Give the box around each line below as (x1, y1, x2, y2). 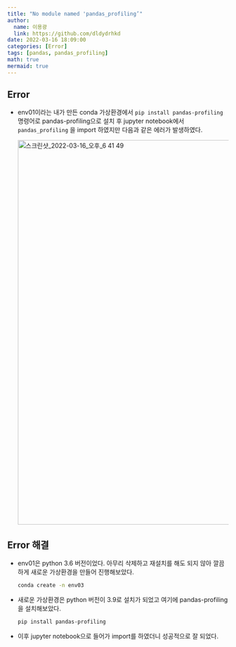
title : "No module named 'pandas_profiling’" (7, 10, 143, 18)
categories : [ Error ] (7, 43, 68, 50)
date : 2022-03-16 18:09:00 (7, 37, 86, 44)
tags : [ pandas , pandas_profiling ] (7, 50, 109, 57)
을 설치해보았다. (17, 604, 61, 613)
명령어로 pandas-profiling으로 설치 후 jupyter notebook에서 (17, 117, 185, 125)
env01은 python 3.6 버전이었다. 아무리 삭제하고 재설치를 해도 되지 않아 (17, 559, 212, 568)
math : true (7, 56, 39, 63)
